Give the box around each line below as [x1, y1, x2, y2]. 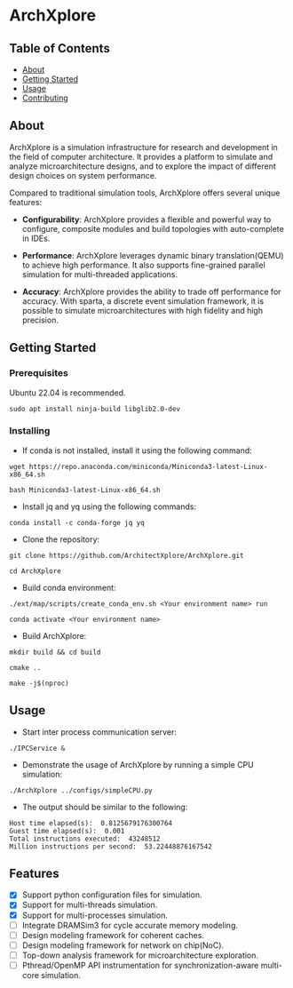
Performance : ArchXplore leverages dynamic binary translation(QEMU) [21, 250, 284, 260]
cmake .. [9, 663, 42, 672]
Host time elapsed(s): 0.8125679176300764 [9, 818, 173, 827]
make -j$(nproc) [9, 679, 69, 688]
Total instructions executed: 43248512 [9, 834, 162, 843]
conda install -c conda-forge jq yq [9, 518, 145, 527]
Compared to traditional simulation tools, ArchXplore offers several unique [9, 187, 281, 198]
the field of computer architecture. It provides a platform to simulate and [9, 151, 273, 162]
